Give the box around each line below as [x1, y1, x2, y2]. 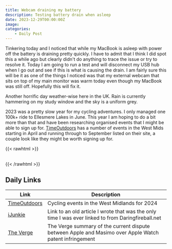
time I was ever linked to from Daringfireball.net [47, 214, 161, 221]
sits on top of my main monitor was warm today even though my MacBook [5, 78, 162, 84]
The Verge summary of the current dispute [47, 222, 150, 230]
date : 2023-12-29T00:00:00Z [5, 17, 66, 22]
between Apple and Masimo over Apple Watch [47, 229, 159, 236]
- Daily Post [14, 31, 42, 36]
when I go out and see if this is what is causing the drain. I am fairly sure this [5, 67, 167, 73]
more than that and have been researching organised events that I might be [5, 120, 164, 125]
